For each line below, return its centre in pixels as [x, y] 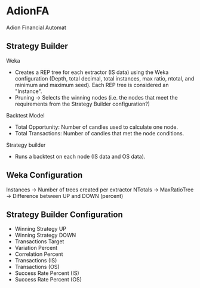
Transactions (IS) [36, 261]
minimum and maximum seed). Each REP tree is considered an [92, 85]
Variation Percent [36, 248]
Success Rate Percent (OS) [48, 280]
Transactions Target [39, 241]
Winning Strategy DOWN [45, 235]
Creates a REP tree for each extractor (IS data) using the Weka [92, 72]
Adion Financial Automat [36, 27]
